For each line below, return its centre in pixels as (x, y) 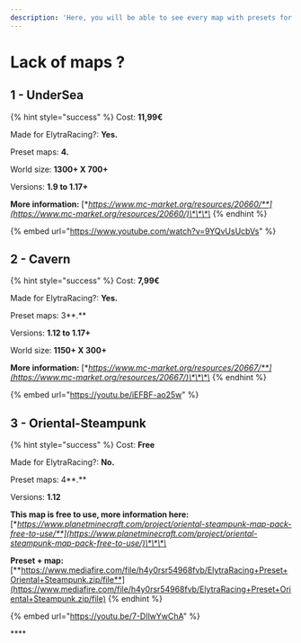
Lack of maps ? (67, 62)
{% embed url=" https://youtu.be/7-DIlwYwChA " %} (106, 616)
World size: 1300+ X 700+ (59, 169)
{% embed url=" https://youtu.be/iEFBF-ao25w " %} (105, 395)
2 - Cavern (40, 259)
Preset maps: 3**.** (49, 316)
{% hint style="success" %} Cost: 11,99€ (87, 117)
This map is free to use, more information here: (100, 514)
